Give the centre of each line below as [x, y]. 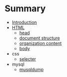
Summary [25, 9]
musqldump [32, 69]
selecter [28, 59]
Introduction [24, 22]
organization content [40, 43]
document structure [39, 38]
